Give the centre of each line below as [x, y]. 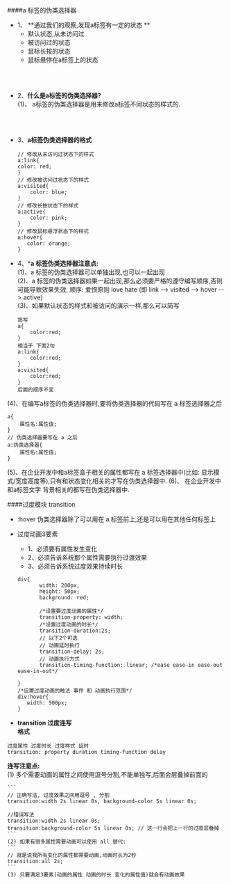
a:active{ [32, 212]
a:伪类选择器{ [25, 445]
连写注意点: [24, 766]
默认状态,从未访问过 [56, 34]
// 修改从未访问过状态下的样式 [55, 155]
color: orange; [49, 244]
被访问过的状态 [49, 42]
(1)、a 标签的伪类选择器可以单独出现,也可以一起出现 [91, 272]
